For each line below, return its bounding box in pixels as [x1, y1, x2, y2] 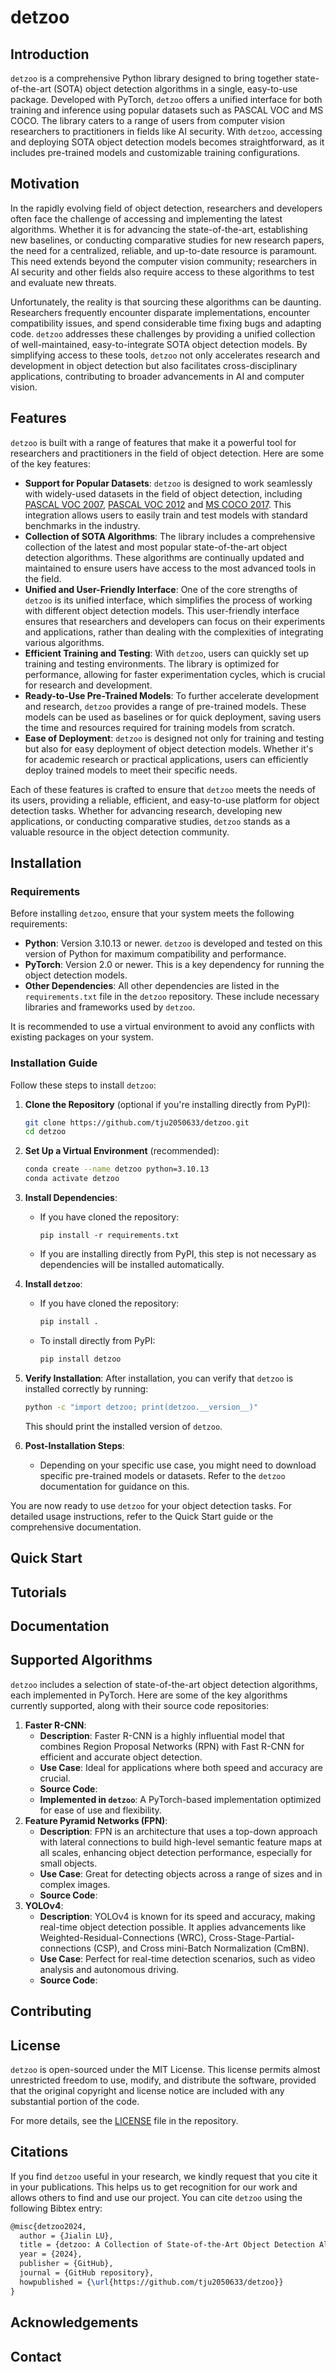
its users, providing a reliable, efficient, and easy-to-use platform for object [10, 794, 320, 806]
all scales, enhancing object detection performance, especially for [39, 1846, 313, 1858]
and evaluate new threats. [10, 276, 117, 288]
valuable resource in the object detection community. [10, 826, 230, 838]
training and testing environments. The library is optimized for [24, 657, 280, 670]
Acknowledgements [10, 2314, 139, 2331]
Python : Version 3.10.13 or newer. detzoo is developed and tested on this [24, 937, 323, 950]
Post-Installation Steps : [24, 1439, 125, 1451]
